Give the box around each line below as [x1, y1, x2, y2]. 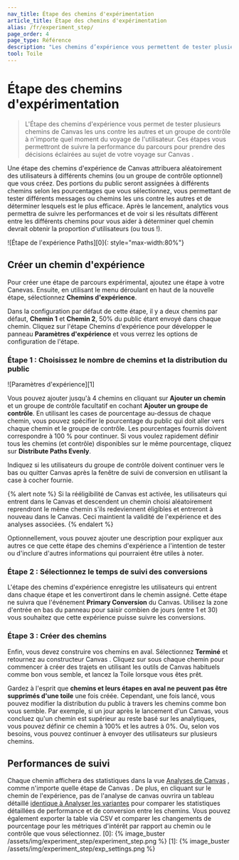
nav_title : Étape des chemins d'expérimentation [7, 10, 154, 18]
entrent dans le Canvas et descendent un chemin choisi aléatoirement [7, 497, 213, 506]
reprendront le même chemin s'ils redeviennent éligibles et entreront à [7, 504, 213, 513]
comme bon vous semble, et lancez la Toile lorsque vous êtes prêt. [7, 670, 203, 678]
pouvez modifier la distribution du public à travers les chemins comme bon [7, 699, 226, 707]
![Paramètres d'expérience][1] [7, 379, 95, 389]
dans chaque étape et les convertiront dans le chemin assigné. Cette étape [7, 590, 228, 599]
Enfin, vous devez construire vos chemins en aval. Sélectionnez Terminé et [7, 647, 228, 656]
